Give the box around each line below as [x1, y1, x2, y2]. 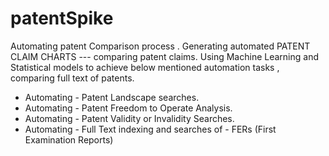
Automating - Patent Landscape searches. [24, 91, 200, 103]
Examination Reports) [24, 133, 114, 146]
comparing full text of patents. [10, 72, 135, 84]
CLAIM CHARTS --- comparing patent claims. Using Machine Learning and [10, 50, 319, 62]
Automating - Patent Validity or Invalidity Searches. [24, 112, 235, 124]
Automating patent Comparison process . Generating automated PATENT [10, 40, 311, 52]
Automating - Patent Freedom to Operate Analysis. [24, 102, 233, 114]
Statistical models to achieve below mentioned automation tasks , [10, 61, 280, 73]
